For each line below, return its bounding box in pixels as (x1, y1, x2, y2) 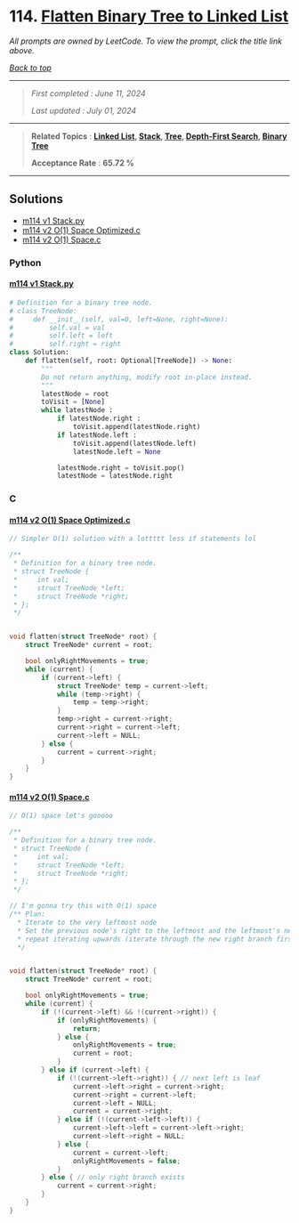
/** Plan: (9, 910, 46, 919)
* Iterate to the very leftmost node (17, 918, 158, 927)
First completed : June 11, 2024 (30, 87, 147, 99)
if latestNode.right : (56, 414, 141, 424)
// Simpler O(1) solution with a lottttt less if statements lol (9, 534, 256, 544)
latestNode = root (41, 389, 109, 398)
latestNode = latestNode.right (56, 472, 174, 481)
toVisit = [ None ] (41, 398, 105, 407)
